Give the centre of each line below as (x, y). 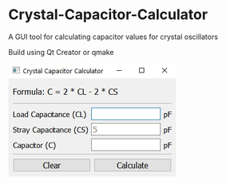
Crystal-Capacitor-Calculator (108, 15)
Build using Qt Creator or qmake (61, 52)
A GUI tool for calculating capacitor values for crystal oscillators (113, 37)
